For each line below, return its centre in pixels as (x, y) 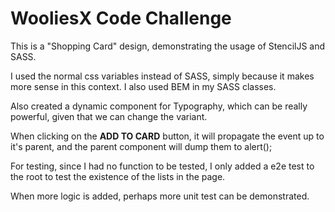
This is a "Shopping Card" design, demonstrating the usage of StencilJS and (168, 46)
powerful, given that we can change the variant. (109, 116)
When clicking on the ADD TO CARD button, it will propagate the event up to (167, 136)
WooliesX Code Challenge (121, 18)
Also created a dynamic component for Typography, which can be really (159, 106)
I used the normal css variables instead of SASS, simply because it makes (162, 76)
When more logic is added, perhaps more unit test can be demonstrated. (160, 196)
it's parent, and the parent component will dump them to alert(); (141, 146)
